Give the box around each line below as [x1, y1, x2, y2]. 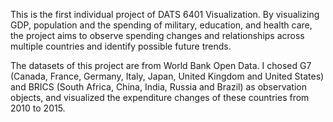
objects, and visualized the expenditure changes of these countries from [10, 92, 310, 103]
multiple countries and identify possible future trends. [10, 40, 232, 52]
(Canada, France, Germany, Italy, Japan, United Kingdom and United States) [10, 70, 325, 82]
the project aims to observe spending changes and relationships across [10, 30, 305, 41]
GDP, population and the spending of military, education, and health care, [10, 19, 313, 31]
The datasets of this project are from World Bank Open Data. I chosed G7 [10, 60, 312, 71]
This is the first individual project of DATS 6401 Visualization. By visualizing [10, 9, 320, 20]
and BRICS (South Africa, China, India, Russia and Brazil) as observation [10, 81, 307, 93]
